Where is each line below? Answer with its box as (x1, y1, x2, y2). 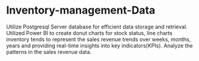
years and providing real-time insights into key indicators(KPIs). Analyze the (6, 42, 193, 49)
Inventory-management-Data (6, 4, 155, 17)
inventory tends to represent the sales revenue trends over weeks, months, (6, 36, 191, 43)
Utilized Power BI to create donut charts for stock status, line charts (6, 29, 173, 36)
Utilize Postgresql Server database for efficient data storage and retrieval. (6, 23, 188, 30)
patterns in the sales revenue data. (6, 48, 91, 55)
